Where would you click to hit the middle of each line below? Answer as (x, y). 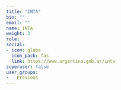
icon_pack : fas (30, 56)
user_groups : (22, 72)
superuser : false (28, 67)
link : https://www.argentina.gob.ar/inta (63, 61)
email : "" (18, 22)
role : (13, 39)
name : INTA (20, 28)
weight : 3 (18, 34)
